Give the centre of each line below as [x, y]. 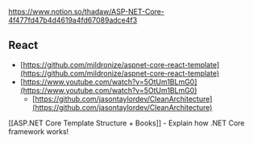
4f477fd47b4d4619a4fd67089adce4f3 [73, 20]
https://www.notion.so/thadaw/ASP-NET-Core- [87, 12]
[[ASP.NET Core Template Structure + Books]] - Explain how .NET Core [126, 123]
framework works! [39, 131]
